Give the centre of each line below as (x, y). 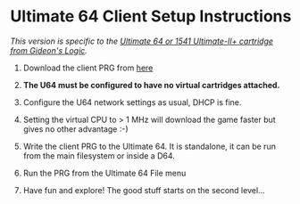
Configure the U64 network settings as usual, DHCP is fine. (132, 102)
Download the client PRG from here (88, 68)
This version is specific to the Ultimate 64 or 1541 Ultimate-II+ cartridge (142, 41)
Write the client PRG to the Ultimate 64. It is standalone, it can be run (149, 146)
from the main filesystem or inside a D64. (99, 155)
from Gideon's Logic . (49, 50)
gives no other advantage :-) (75, 129)
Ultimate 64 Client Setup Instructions (151, 16)
